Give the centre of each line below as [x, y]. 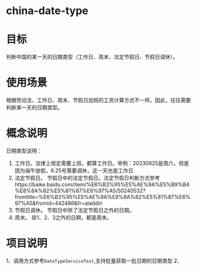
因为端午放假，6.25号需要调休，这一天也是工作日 [74, 171]
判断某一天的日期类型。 [34, 107]
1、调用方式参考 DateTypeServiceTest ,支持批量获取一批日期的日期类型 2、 [94, 261]
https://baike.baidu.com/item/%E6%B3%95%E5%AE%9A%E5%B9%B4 [102, 184]
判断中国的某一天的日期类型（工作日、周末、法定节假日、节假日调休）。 [92, 57]
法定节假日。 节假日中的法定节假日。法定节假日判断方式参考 [87, 178]
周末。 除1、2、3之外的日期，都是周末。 [63, 217]
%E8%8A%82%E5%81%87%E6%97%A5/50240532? [80, 191]
